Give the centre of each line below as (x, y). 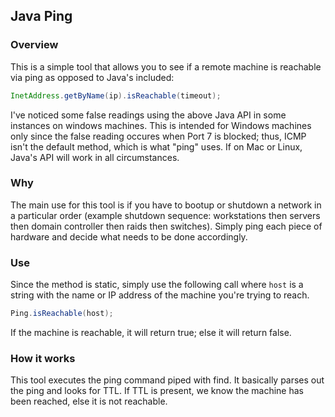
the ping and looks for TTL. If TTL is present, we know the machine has (157, 391)
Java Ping (41, 16)
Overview (34, 45)
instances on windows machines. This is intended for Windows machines (161, 125)
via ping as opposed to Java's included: (92, 77)
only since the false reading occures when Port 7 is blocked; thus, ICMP (158, 136)
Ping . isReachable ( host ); (62, 314)
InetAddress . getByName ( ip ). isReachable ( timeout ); (116, 95)
